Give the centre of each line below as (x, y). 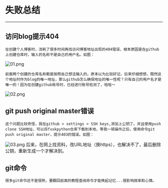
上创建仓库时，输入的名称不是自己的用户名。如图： (50, 55)
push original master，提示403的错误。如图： (49, 134)
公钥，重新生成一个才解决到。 (36, 150)
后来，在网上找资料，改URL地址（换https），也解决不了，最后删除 (93, 144)
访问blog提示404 (32, 36)
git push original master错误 (49, 111)
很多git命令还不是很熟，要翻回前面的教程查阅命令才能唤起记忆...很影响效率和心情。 (81, 181)
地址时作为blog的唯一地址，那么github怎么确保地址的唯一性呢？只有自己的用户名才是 (85, 79)
